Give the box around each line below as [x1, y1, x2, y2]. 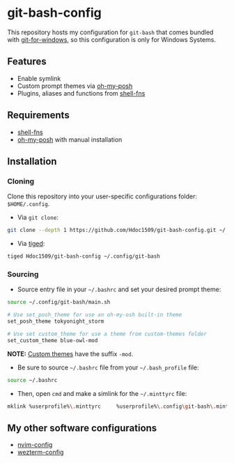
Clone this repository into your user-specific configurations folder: [7, 192, 197, 200]
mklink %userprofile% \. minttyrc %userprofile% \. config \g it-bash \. [7, 403, 217, 410]
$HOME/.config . [7, 200, 50, 208]
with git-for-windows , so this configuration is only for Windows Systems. [7, 35, 216, 43]
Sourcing [7, 269, 39, 279]
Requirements [7, 110, 70, 122]
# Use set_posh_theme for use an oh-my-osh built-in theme [7, 311, 182, 318]
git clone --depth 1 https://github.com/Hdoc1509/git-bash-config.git [7, 227, 217, 234]
